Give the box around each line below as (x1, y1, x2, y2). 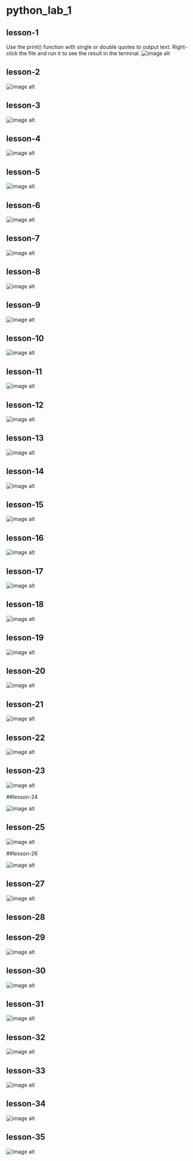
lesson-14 (6, 466, 44, 477)
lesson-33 (6, 1065, 46, 1076)
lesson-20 (6, 666, 46, 676)
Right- (172, 43, 188, 50)
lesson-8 (6, 267, 41, 277)
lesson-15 (6, 499, 44, 509)
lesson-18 (6, 599, 44, 610)
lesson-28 (6, 912, 45, 922)
